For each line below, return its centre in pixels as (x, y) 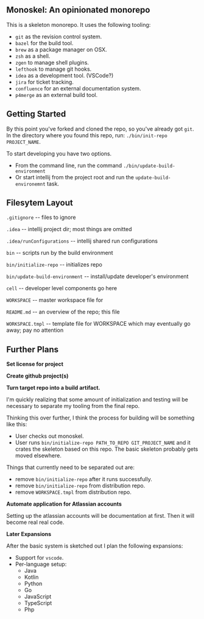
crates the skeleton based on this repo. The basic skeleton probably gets (107, 449)
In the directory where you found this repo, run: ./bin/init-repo (87, 135)
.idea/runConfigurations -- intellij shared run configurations (82, 241)
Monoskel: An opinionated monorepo (78, 10)
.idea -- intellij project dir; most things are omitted (69, 229)
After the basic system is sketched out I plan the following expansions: (95, 546)
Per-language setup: (41, 564)
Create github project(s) (37, 376)
